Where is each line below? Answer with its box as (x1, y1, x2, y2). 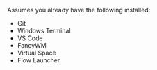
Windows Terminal (17, 27, 71, 35)
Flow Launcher (17, 56, 60, 64)
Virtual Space (17, 49, 57, 57)
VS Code (17, 34, 43, 42)
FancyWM (17, 42, 47, 49)
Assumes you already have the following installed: (7, 6, 151, 14)
